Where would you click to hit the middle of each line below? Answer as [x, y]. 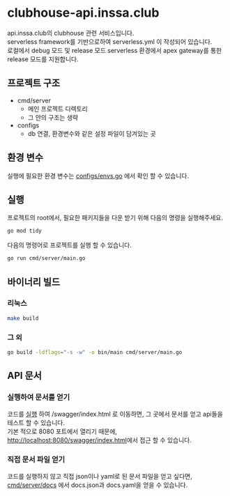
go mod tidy [24, 231]
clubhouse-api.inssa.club [83, 13]
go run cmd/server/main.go [46, 258]
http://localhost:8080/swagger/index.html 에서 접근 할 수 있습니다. [99, 440]
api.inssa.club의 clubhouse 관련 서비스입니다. [71, 33]
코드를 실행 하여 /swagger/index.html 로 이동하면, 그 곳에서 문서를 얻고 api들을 [115, 414]
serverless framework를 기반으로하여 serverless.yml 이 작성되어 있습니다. [110, 41]
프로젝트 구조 [34, 83]
